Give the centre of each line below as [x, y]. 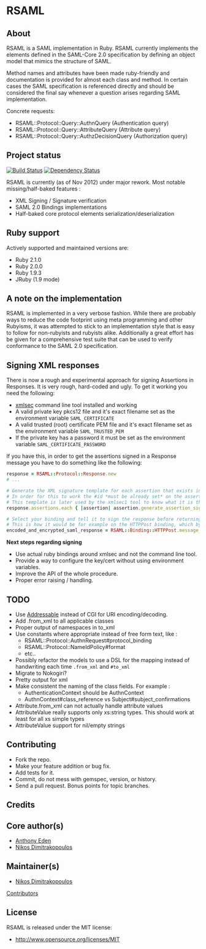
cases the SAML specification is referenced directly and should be [90, 86]
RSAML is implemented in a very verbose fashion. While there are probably [101, 313]
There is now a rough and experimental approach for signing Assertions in [100, 380]
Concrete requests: [31, 111]
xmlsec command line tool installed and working [76, 405]
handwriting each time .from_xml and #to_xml [72, 666]
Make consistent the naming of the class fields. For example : [93, 686]
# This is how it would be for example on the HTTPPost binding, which [100, 525]
